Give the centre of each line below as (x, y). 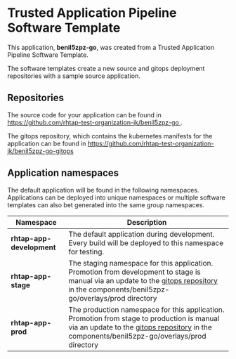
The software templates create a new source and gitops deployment (106, 68)
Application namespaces (63, 173)
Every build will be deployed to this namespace (146, 242)
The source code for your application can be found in (84, 115)
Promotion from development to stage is (135, 272)
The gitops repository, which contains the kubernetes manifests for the (110, 136)
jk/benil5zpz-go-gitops (40, 151)
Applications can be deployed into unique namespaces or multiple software (117, 197)
